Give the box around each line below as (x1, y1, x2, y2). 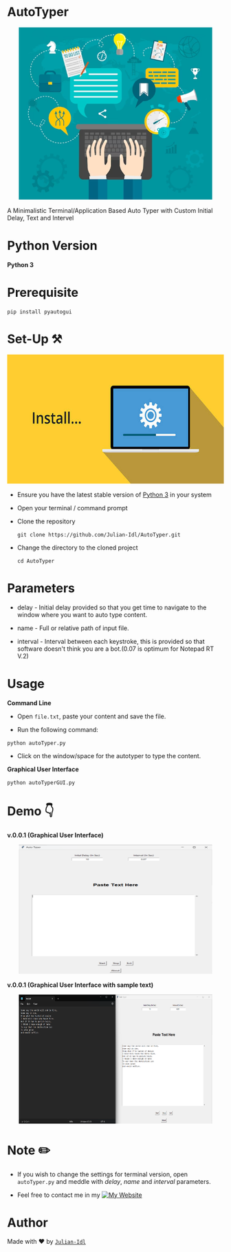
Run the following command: (16, 725, 98, 733)
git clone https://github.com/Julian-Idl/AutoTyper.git (16, 531, 181, 538)
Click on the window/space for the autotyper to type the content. (16, 751, 201, 760)
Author (7, 1215, 48, 1230)
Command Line (7, 698, 52, 707)
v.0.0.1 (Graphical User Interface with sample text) (7, 981, 153, 989)
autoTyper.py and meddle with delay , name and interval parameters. (16, 1177, 211, 1185)
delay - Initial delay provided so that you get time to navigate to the (16, 603, 207, 612)
